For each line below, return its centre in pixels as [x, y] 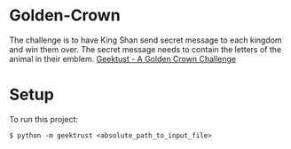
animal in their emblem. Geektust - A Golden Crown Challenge [123, 59]
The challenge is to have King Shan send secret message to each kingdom [145, 40]
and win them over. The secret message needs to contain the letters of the [145, 49]
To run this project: [43, 119]
